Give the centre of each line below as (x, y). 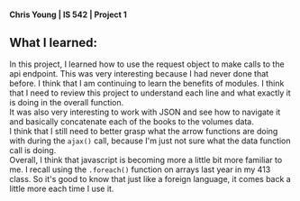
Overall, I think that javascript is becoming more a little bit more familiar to (146, 160)
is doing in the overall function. (67, 103)
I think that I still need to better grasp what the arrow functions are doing (144, 132)
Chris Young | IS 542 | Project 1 (68, 14)
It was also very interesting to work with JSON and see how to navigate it (145, 112)
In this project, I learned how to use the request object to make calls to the (147, 64)
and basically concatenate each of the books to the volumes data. (132, 122)
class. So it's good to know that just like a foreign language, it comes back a (150, 179)
